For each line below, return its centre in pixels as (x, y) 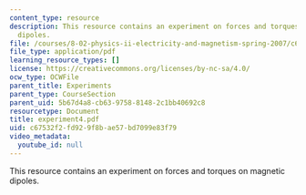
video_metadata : (40, 137)
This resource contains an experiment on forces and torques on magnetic (147, 170)
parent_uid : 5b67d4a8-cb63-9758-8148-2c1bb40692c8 (107, 103)
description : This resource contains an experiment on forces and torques (154, 26)
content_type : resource (55, 18)
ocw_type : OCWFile (44, 77)
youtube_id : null (51, 145)
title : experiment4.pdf (55, 119)
